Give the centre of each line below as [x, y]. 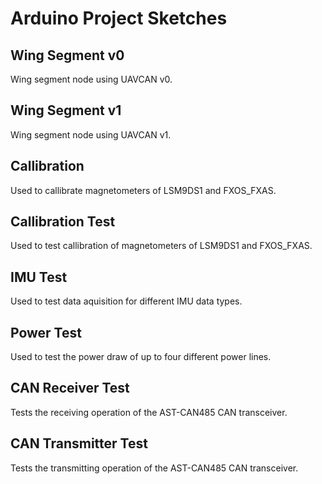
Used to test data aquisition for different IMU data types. [126, 301]
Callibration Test [63, 222]
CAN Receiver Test [70, 388]
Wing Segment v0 [67, 55]
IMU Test [39, 277]
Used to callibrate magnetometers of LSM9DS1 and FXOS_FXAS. [143, 190]
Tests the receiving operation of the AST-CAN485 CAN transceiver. [149, 412]
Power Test [46, 332]
